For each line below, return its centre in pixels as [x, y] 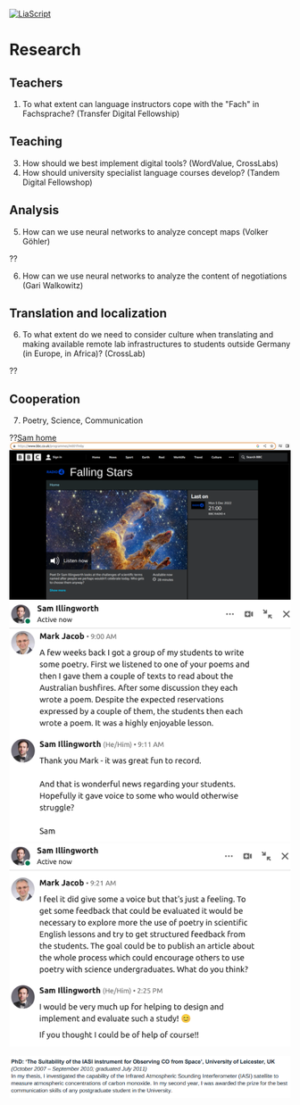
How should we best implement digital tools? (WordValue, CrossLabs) [150, 163]
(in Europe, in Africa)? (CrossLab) [83, 353]
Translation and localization [88, 314]
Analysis [34, 210]
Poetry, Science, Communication [83, 420]
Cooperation [45, 399]
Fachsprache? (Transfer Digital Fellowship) [101, 113]
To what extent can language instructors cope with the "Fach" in [141, 104]
